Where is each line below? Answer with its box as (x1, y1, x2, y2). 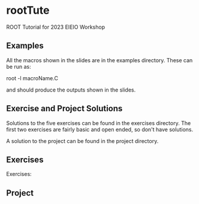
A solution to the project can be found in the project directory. (6, 137, 159, 144)
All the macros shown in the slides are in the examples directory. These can (6, 56, 193, 63)
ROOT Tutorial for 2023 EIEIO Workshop (6, 23, 105, 31)
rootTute (6, 4, 50, 17)
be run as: (6, 63, 31, 70)
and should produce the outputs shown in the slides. (6, 86, 136, 93)
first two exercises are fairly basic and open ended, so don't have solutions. (6, 126, 194, 133)
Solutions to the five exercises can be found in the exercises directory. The (6, 119, 191, 126)
